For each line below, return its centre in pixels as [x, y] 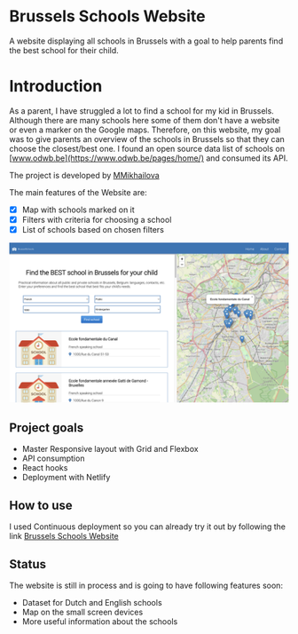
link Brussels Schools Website [64, 536]
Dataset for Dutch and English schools [92, 602]
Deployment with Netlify [66, 478]
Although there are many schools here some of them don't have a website [145, 120]
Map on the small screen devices [82, 612]
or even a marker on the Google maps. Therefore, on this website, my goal [145, 130]
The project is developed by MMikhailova [84, 175]
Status [28, 564]
